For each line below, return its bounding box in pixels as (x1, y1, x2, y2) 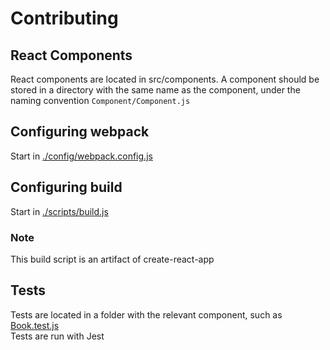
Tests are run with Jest (10, 330, 105, 342)
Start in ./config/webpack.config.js (10, 150, 153, 162)
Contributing (10, 7, 119, 30)
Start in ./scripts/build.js (10, 205, 109, 217)
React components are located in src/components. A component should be (10, 73, 320, 85)
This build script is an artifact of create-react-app (10, 253, 215, 265)
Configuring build (10, 179, 123, 196)
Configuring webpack (10, 123, 150, 141)
